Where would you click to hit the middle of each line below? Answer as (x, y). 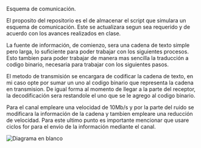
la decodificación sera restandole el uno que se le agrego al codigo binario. (101, 96)
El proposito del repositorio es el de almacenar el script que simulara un (96, 20)
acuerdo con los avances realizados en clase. (64, 33)
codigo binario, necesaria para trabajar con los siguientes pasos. (88, 64)
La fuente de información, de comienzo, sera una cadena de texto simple (98, 45)
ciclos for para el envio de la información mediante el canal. (81, 126)
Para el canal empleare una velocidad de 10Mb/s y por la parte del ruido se (100, 107)
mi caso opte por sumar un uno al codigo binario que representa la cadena (100, 82)
